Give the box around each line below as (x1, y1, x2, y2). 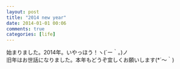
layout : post (6, 8, 40, 15)
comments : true (6, 25, 45, 32)
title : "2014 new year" (6, 15, 67, 21)
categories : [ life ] (6, 31, 56, 38)
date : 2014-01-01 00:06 (6, 20, 67, 26)
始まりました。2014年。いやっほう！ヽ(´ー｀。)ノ (6, 49, 128, 56)
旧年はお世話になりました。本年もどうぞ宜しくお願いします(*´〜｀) (6, 56, 175, 64)
